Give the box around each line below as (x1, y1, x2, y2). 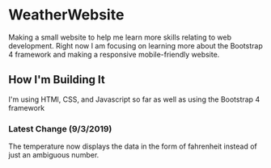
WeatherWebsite (8, 6, 125, 24)
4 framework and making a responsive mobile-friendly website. (8, 49, 220, 59)
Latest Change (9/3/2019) (8, 123, 112, 134)
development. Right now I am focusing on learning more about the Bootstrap (8, 40, 263, 50)
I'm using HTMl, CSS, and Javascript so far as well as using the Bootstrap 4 (8, 94, 260, 104)
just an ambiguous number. (8, 150, 100, 160)
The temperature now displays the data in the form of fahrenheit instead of (8, 141, 257, 151)
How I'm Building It (8, 73, 105, 86)
